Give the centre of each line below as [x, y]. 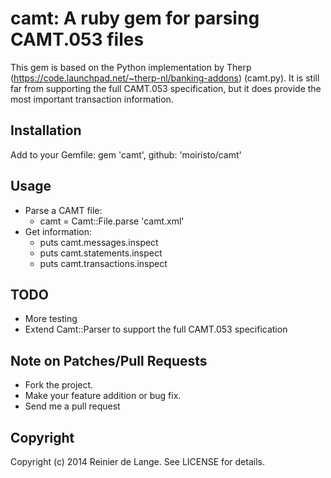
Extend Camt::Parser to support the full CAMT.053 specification [156, 329]
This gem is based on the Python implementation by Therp [131, 67]
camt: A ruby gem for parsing [135, 18]
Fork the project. [59, 385]
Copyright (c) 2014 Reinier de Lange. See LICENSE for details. [137, 461]
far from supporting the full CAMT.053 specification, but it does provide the [166, 88]
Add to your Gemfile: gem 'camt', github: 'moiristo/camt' [126, 154]
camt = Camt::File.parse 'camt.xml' [112, 221]
